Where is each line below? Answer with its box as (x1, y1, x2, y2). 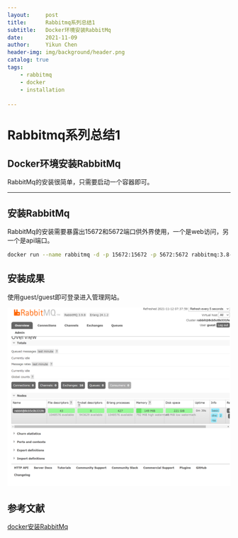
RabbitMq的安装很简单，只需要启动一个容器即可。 (7, 178, 154, 186)
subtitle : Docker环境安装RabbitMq (7, 26, 111, 33)
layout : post (7, 11, 59, 18)
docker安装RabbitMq (7, 522, 69, 531)
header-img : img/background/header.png (7, 49, 125, 56)
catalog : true (7, 57, 50, 64)
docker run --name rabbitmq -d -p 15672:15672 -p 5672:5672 (7, 252, 189, 259)
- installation (20, 86, 65, 94)
